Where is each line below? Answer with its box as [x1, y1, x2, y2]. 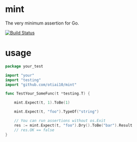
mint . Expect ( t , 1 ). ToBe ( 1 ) [14, 100, 70, 105]
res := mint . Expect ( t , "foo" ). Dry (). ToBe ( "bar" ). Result [14, 122, 133, 128]
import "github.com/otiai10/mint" [5, 82, 77, 87]
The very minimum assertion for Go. [5, 20, 79, 26]
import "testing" [5, 77, 41, 82]
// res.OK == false [14, 127, 55, 132]
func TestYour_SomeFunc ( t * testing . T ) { [5, 91, 91, 96]
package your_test [5, 63, 43, 68]
